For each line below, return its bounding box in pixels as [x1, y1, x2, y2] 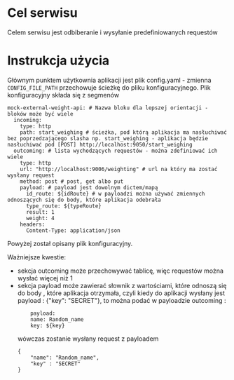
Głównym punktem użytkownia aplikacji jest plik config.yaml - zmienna [7, 76, 212, 84]
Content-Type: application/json [25, 226, 121, 234]
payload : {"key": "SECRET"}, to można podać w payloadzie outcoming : [17, 296, 226, 304]
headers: [20, 221, 46, 228]
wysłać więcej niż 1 [17, 273, 74, 282]
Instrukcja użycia [7, 53, 110, 69]
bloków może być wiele [7, 110, 74, 117]
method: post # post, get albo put [20, 177, 124, 185]
